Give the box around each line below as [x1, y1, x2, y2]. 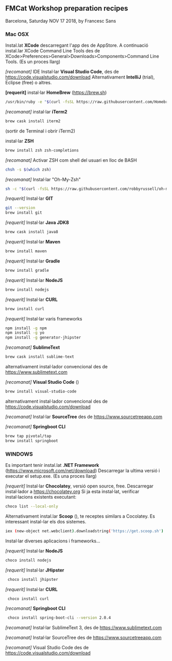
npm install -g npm [5, 326, 47, 331]
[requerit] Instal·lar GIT [5, 195, 54, 202]
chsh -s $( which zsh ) [5, 167, 52, 172]
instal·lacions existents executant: [5, 494, 77, 500]
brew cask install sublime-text [5, 354, 74, 360]
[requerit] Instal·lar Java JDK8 [5, 219, 69, 225]
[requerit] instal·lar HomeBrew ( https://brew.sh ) [5, 89, 107, 96]
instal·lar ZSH [5, 138, 34, 144]
